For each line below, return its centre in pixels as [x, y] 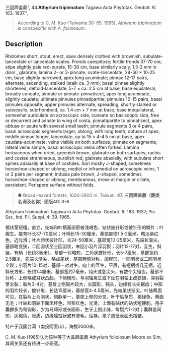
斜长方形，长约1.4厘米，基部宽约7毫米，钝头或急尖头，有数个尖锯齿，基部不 [84, 271]
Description [24, 44]
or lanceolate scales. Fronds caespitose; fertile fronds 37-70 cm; [95, 62]
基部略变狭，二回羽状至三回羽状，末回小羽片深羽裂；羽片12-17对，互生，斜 [83, 246]
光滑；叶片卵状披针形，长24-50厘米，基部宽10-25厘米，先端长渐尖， [90, 240]
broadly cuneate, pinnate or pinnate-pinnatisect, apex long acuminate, [78, 94]
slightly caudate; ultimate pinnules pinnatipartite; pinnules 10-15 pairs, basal [84, 99]
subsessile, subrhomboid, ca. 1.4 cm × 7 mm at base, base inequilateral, [80, 109]
